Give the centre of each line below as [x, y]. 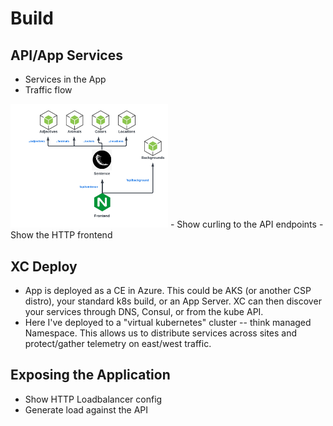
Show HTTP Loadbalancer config [93, 399]
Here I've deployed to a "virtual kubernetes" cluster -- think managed [168, 323]
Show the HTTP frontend [61, 235]
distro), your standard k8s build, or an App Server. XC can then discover [173, 301]
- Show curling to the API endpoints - [246, 224]
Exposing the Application [90, 375]
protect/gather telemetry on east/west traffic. [118, 344]
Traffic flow [48, 90]
